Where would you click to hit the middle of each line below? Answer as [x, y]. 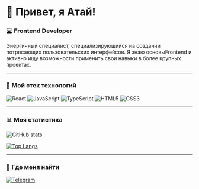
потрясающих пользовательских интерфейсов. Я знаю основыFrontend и [99, 52]
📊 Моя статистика [35, 119]
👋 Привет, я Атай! [51, 12]
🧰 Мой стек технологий [41, 86]
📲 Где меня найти [33, 167]
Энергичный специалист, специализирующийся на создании [84, 46]
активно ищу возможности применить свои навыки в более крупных [94, 58]
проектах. [19, 65]
